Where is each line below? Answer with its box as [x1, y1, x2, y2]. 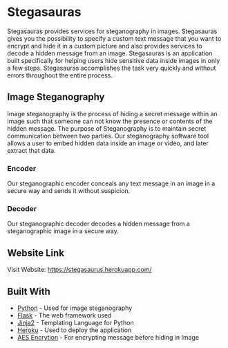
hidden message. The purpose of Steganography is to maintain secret [7, 124, 207, 132]
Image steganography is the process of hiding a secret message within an [7, 109, 218, 118]
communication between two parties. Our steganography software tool [7, 131, 209, 140]
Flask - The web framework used [17, 311, 112, 319]
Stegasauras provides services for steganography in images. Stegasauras [7, 27, 218, 35]
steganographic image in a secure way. [7, 227, 119, 235]
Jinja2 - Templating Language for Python [17, 318, 134, 327]
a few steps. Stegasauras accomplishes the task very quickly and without [7, 64, 216, 72]
